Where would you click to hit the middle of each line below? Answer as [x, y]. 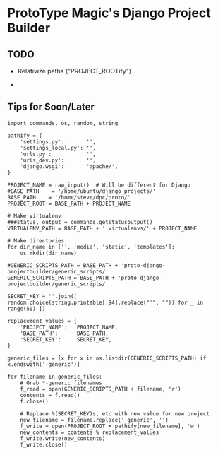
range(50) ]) [26, 309]
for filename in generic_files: [55, 377]
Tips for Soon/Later [51, 107]
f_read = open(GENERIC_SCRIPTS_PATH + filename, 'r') [101, 389]
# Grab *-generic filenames [61, 383]
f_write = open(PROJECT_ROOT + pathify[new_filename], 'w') [110, 426]
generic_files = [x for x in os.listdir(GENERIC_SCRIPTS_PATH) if [107, 358]
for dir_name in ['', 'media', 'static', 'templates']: [91, 247]
